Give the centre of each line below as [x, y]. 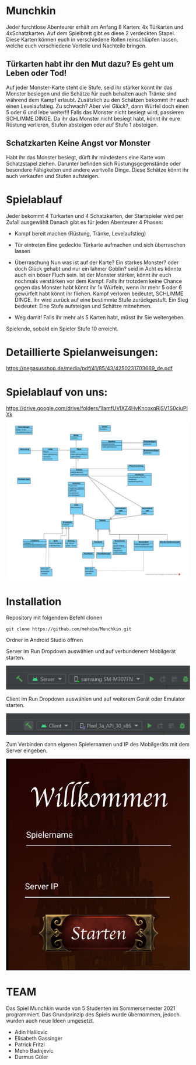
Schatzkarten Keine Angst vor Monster [78, 143]
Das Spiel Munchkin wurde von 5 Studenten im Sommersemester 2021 [91, 1008]
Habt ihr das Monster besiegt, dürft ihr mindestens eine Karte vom [85, 157]
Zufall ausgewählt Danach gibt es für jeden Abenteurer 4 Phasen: [85, 222]
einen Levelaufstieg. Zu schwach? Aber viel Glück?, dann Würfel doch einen [98, 106]
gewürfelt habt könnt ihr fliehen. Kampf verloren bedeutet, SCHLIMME [99, 293]
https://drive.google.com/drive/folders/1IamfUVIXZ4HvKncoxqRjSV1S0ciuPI [97, 408]
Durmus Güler [31, 1057]
